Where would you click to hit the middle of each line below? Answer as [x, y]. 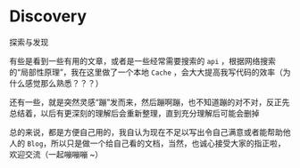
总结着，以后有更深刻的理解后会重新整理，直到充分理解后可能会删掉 [134, 113]
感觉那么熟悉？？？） [64, 83]
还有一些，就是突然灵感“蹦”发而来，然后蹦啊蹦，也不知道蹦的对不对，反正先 [150, 102]
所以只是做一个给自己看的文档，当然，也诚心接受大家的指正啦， [168, 143]
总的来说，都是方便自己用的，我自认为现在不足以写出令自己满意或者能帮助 [146, 132]
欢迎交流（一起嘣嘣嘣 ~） [56, 154]
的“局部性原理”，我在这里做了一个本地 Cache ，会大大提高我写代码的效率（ [146, 72]
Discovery [48, 16]
